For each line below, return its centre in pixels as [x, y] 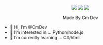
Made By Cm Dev [80, 18]
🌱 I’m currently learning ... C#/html [45, 37]
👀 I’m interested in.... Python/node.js [47, 32]
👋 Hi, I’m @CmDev [28, 27]
